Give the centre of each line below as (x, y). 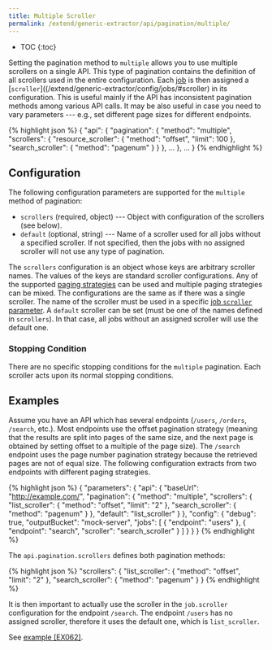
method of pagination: (45, 201)
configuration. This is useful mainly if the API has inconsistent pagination (130, 97)
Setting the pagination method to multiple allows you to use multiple (123, 63)
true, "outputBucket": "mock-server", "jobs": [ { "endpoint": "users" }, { (127, 522)
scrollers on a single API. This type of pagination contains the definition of (132, 71)
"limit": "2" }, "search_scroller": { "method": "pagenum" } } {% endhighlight (134, 580)
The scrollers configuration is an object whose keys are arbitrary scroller (132, 267)
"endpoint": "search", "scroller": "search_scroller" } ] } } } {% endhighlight (132, 531)
